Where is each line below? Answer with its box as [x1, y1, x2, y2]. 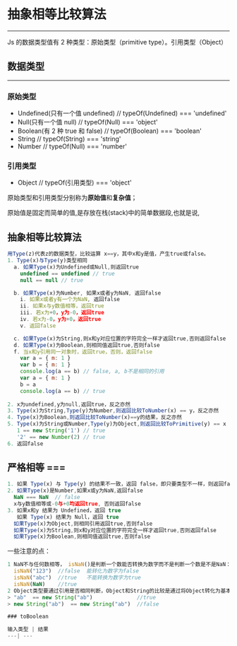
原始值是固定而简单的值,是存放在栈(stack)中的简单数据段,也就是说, [7, 209, 200, 217]
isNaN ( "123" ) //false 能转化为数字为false [13, 568, 140, 575]
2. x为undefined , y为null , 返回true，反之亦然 [7, 401, 130, 408]
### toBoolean [7, 613, 49, 621]
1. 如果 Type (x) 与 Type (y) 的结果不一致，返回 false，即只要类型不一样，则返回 [7, 481, 224, 488]
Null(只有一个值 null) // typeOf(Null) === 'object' [17, 118, 158, 127]
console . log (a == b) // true [20, 387, 106, 394]
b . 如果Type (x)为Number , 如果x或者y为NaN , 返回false [13, 289, 162, 297]
